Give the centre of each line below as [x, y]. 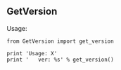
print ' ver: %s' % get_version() [60, 59]
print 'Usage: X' [32, 53]
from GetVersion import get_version [60, 41]
